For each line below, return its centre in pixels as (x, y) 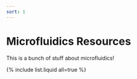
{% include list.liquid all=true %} (46, 69)
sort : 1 (16, 12)
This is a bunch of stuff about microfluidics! (60, 58)
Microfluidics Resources (69, 41)
